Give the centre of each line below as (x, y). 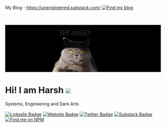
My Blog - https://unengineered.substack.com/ (53, 8)
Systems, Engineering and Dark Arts (42, 104)
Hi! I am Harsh (35, 90)
